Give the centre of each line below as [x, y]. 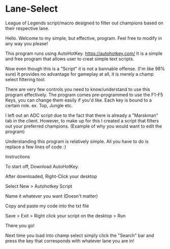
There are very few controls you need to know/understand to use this [78, 89]
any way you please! [27, 43]
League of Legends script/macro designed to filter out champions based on [84, 23]
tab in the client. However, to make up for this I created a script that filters [82, 120]
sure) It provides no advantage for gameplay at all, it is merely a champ [79, 74]
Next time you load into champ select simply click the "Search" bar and [80, 235]
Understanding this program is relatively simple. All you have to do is [77, 141]
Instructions [18, 157]
